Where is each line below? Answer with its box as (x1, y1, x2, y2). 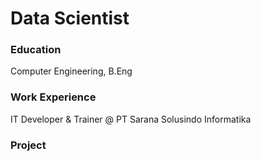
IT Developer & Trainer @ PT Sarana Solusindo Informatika (10, 113, 252, 125)
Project (10, 138, 47, 152)
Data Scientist (10, 7, 130, 30)
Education (10, 43, 62, 57)
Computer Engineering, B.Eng (10, 65, 133, 77)
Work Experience (10, 90, 97, 104)
